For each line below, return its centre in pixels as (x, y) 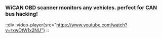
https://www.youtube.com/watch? (92, 25)
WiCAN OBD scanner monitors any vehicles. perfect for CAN (81, 8)
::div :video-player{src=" (31, 25)
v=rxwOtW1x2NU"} (25, 30)
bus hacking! (22, 14)
